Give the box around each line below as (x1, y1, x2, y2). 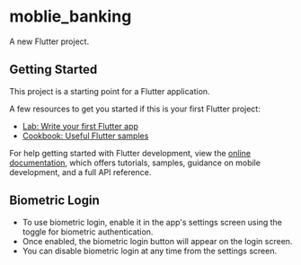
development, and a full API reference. (9, 166, 152, 177)
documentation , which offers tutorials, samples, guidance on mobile (9, 157, 261, 168)
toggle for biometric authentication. (22, 226, 154, 237)
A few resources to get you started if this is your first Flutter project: (9, 103, 261, 114)
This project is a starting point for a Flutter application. (9, 85, 210, 96)
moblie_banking (9, 6, 132, 27)
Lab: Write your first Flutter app (22, 120, 139, 131)
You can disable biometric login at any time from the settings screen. (22, 245, 277, 256)
